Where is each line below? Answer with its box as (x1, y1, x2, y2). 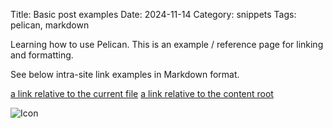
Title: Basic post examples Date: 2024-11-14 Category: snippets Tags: (10, 9, 297, 20)
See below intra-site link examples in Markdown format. (10, 69, 240, 80)
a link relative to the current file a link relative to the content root (10, 88, 274, 99)
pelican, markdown (10, 19, 90, 31)
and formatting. (10, 49, 74, 61)
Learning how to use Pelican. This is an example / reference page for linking (10, 39, 324, 50)
